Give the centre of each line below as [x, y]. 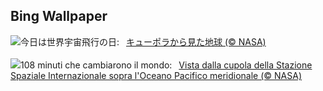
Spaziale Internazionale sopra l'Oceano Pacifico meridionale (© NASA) [156, 75]
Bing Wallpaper [59, 16]
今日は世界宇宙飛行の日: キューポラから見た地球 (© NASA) [143, 41]
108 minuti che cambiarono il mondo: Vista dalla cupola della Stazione [166, 65]
